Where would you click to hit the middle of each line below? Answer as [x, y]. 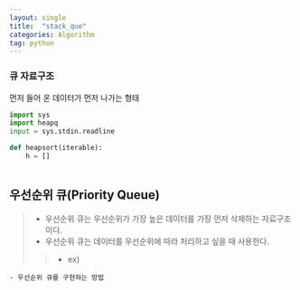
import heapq [34, 123]
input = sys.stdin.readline [62, 132]
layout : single [38, 18]
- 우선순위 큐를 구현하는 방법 [57, 277]
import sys [30, 115]
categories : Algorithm [52, 34]
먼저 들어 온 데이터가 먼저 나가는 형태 [75, 98]
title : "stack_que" [48, 26]
